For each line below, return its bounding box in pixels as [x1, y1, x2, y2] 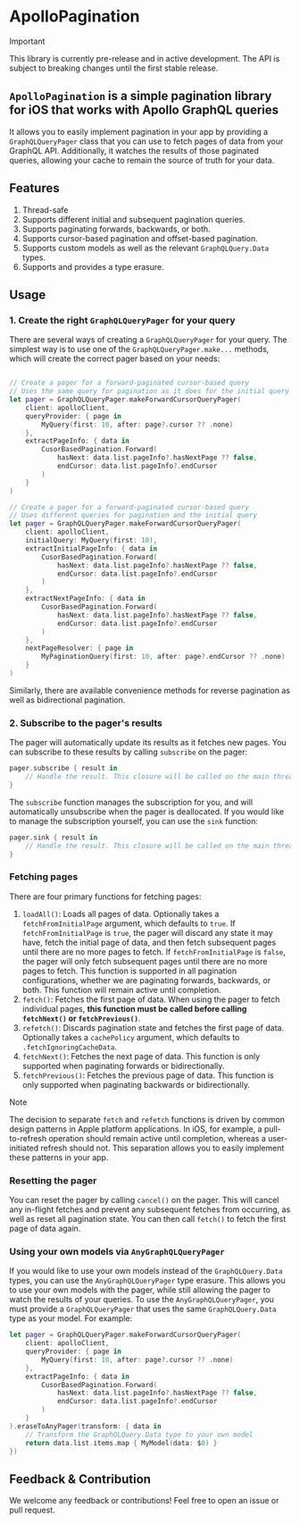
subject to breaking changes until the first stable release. [9, 63, 219, 73]
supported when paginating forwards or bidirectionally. [21, 1060, 225, 1071]
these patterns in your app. [9, 1151, 109, 1163]
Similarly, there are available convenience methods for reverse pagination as [9, 685, 290, 695]
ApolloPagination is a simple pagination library [9, 88, 272, 104]
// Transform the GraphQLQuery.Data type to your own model [25, 1430, 254, 1439]
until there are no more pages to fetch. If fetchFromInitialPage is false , [21, 946, 286, 957]
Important [9, 36, 46, 46]
